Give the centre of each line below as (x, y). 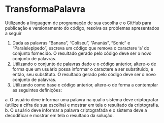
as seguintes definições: (37, 90)
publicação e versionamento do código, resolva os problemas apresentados (82, 28)
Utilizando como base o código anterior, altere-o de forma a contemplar (85, 84)
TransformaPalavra (45, 9)
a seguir (13, 33)
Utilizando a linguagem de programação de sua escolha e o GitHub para (78, 23)
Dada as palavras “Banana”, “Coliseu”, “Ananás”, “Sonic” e (71, 42)
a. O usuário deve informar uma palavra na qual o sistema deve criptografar (82, 99)
